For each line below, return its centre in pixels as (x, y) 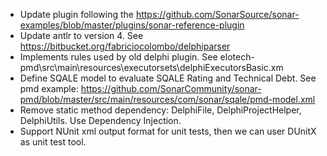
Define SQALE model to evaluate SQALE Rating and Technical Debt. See (168, 78)
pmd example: (49, 88)
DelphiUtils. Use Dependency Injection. (100, 120)
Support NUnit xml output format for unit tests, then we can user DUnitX (168, 131)
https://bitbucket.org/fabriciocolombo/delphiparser (125, 46)
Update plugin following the (76, 14)
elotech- (237, 57)
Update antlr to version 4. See (81, 35)
